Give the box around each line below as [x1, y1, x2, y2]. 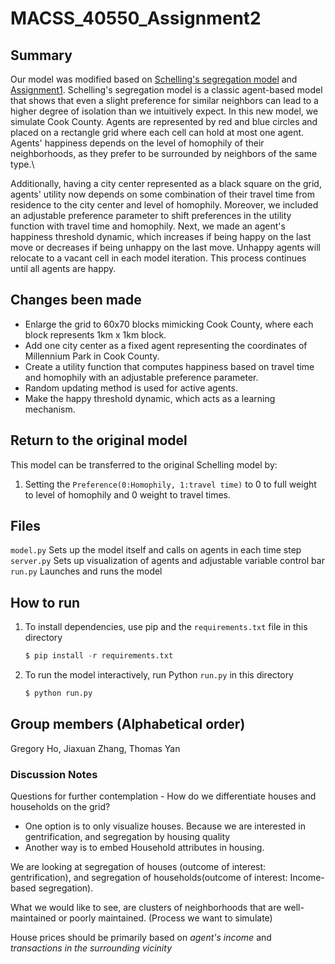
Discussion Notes [10, 767, 98, 781]
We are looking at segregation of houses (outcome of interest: [10, 861, 267, 873]
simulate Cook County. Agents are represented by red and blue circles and [10, 116, 318, 127]
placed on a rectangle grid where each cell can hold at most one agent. [10, 127, 305, 138]
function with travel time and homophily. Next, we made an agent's [10, 220, 286, 232]
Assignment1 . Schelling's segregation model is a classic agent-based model [10, 84, 323, 96]
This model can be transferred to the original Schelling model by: [10, 458, 278, 471]
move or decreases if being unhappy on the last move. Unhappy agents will [10, 242, 321, 253]
